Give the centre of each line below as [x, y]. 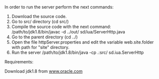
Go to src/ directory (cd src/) [40, 22]
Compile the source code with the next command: [61, 27]
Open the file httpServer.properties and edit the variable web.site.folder [83, 42]
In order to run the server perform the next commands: [59, 7]
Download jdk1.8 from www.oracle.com [43, 71]
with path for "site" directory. [40, 47]
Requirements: [19, 62]
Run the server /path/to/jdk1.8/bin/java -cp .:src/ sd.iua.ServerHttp [78, 52]
